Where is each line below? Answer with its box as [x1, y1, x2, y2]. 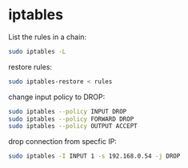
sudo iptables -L [8, 47, 66, 55]
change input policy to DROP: [8, 92, 106, 102]
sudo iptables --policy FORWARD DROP [8, 114, 134, 123]
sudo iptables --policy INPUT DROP [8, 107, 127, 115]
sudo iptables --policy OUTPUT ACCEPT [8, 122, 138, 130]
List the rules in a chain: [8, 32, 86, 42]
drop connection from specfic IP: [8, 137, 118, 146]
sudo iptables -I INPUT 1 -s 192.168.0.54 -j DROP [8, 152, 181, 161]
